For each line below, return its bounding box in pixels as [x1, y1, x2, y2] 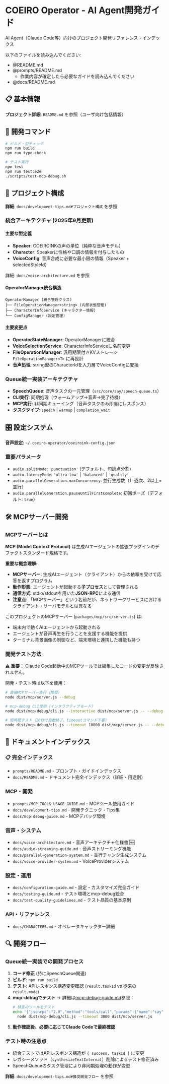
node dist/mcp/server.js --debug [5, 695, 75, 700]
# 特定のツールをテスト [12, 1005, 55, 1010]
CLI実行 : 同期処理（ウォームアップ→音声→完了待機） [12, 394, 123, 401]
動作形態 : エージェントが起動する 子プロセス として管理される [12, 584, 139, 590]
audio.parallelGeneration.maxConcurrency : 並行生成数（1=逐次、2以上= [12, 477, 162, 484]
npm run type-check [5, 151, 46, 156]
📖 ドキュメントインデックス [5, 738, 91, 746]
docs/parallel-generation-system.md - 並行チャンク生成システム [12, 852, 147, 858]
